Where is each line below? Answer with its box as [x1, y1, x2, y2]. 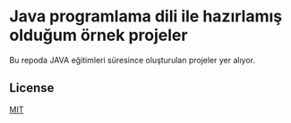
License [9, 80, 55, 95]
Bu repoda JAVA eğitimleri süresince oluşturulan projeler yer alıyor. [9, 54, 255, 65]
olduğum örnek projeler [9, 25, 188, 45]
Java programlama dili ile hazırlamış [9, 6, 283, 27]
